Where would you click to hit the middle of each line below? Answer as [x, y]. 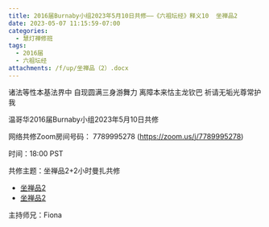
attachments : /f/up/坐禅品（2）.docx [68, 68]
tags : [17, 46]
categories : [28, 31]
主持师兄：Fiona [35, 215]
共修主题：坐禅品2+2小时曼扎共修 [64, 171]
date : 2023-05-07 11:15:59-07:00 [64, 23]
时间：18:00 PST [36, 153]
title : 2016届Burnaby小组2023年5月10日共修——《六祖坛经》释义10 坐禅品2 [123, 16]
